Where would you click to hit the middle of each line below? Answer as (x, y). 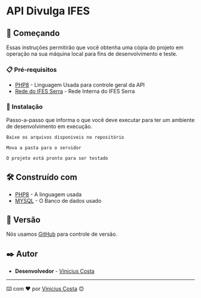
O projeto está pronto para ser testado (57, 158)
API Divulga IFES (48, 11)
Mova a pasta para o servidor (44, 148)
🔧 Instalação (25, 107)
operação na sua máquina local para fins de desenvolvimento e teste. (92, 54)
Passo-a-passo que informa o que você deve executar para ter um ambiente (100, 120)
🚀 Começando (33, 33)
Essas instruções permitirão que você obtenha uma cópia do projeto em (95, 47)
